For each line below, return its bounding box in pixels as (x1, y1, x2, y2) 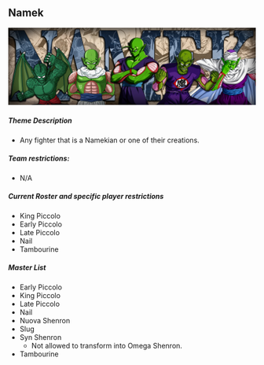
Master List (8, 263, 46, 272)
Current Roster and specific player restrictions (8, 191, 164, 201)
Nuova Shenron (19, 316, 71, 326)
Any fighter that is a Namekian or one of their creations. (19, 135, 200, 145)
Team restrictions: (8, 153, 70, 163)
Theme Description (8, 116, 72, 125)
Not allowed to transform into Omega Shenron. (31, 341, 183, 351)
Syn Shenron (19, 333, 62, 342)
